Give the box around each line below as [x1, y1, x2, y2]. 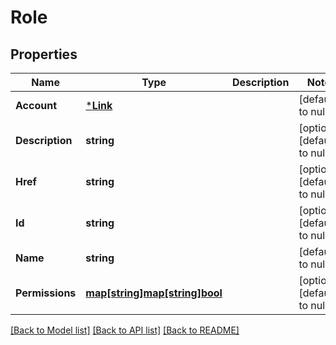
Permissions [15, 286, 77, 300]
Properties [10, 46, 78, 63]
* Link [85, 99, 113, 112]
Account [15, 99, 57, 112]
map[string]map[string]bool [85, 286, 223, 300]
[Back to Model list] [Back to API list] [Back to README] [10, 324, 240, 336]
